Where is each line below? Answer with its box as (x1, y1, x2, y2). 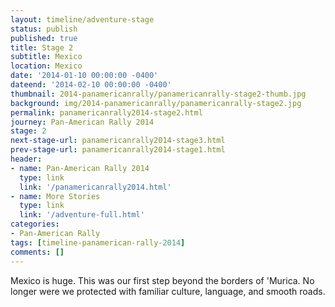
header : (10, 154, 43, 164)
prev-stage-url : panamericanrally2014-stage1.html (10, 145, 226, 155)
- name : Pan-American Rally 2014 (10, 163, 150, 173)
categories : (10, 219, 60, 230)
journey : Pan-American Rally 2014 (10, 117, 155, 127)
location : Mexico (10, 61, 83, 71)
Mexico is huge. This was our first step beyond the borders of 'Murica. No (10, 274, 315, 286)
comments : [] (10, 247, 65, 257)
